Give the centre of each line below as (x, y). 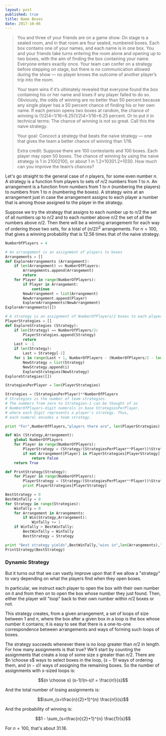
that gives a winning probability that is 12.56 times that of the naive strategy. (83, 234)
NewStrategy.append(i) (46, 367)
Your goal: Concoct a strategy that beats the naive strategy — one (84, 136)
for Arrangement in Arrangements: (49, 513)
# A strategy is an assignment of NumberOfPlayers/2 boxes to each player (84, 316)
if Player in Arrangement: (51, 284)
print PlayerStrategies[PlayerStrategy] (65, 486)
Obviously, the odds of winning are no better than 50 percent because (89, 100)
